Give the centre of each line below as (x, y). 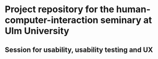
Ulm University (37, 31)
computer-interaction (52, 20)
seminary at (126, 20)
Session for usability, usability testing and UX (79, 50)
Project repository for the (60, 9)
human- (133, 9)
